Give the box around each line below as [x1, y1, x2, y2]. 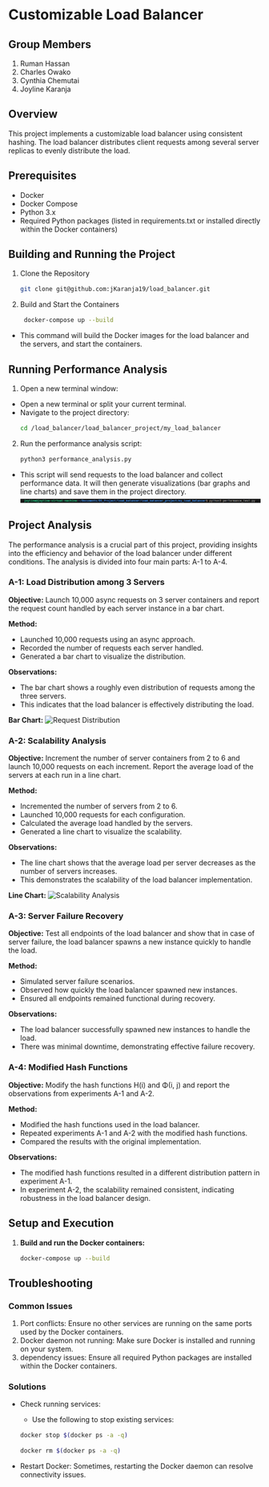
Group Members [8, 38, 92, 51]
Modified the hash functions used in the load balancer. [19, 1119, 200, 1129]
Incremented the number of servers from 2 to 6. [19, 801, 178, 811]
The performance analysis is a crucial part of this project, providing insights [8, 539, 258, 550]
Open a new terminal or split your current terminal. [19, 399, 187, 409]
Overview [8, 107, 58, 121]
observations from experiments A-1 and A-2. [8, 1088, 155, 1098]
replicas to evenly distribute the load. [8, 146, 130, 155]
